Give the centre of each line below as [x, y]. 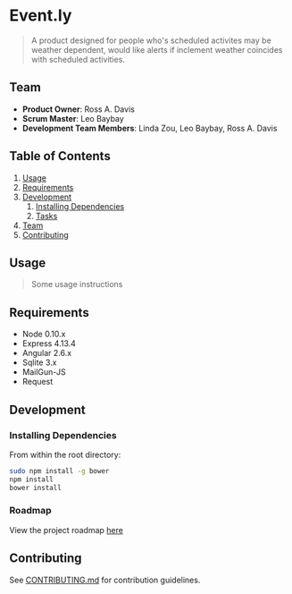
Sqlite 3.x [39, 362]
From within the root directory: [65, 454]
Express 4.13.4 [49, 344]
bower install [36, 488]
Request [38, 382]
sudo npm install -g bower [59, 471]
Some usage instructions [77, 284]
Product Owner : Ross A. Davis [79, 109]
